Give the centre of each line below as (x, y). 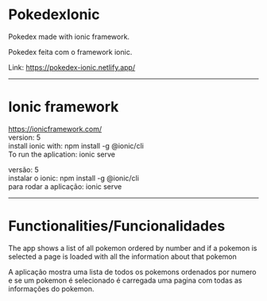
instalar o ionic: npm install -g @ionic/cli (74, 178)
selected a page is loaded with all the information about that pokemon (122, 257)
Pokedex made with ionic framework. (69, 37)
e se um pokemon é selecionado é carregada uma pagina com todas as (125, 280)
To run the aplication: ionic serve (62, 154)
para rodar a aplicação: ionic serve (65, 186)
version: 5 (25, 137)
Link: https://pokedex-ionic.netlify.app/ (72, 67)
